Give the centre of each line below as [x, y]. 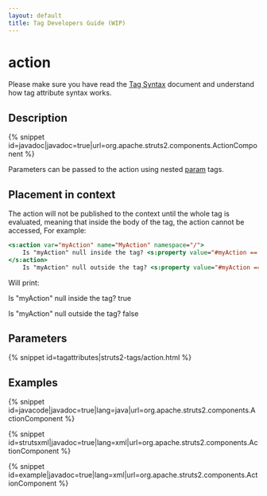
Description [38, 117]
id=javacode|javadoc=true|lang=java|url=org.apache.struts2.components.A [132, 410]
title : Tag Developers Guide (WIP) [67, 23]
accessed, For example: [47, 231]
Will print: [24, 283]
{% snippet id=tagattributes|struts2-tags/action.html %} [100, 357]
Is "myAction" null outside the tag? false [74, 313]
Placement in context [62, 195]
